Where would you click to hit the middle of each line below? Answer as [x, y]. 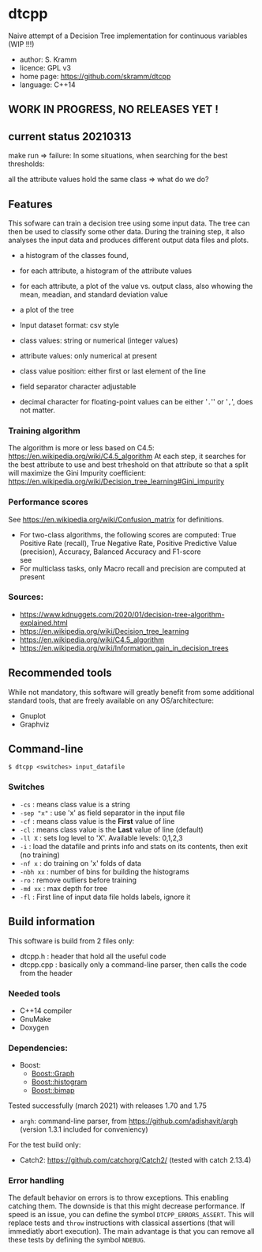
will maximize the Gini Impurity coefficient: [77, 473]
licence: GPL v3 [45, 67]
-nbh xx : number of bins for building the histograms [104, 871]
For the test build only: [45, 1145]
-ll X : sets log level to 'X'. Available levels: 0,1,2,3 [101, 838]
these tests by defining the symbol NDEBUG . [77, 1240]
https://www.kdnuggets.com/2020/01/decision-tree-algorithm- [122, 614]
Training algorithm [44, 431]
